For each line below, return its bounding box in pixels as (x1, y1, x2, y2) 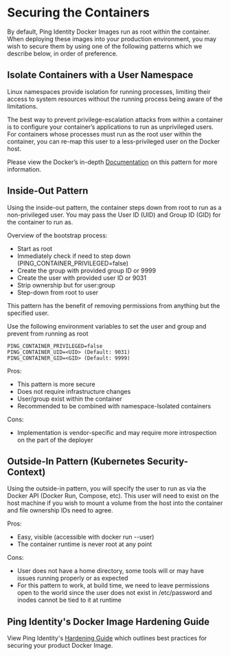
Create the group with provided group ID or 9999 (16, 266, 157, 274)
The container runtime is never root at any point (16, 540, 152, 548)
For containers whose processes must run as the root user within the (7, 130, 203, 138)
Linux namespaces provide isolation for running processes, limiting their (7, 87, 211, 95)
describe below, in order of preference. (7, 49, 118, 58)
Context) (7, 466, 46, 478)
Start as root (16, 244, 53, 253)
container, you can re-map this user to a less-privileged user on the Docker (7, 137, 220, 145)
